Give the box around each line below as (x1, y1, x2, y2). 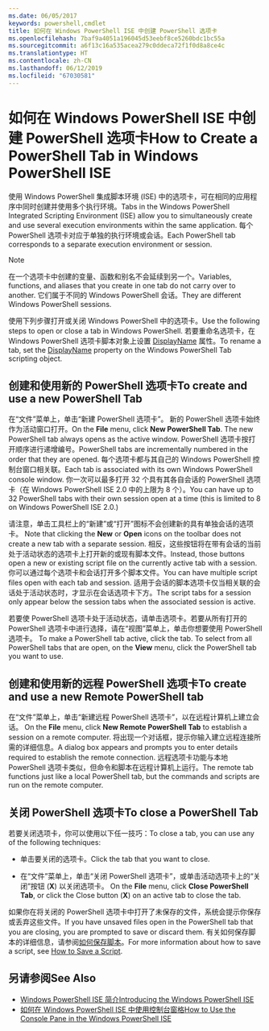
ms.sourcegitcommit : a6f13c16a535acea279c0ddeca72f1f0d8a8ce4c (8, 42, 226, 50)
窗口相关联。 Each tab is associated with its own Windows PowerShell (22, 465, 254, 474)
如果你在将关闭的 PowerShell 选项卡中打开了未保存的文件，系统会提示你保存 (8, 907, 262, 917)
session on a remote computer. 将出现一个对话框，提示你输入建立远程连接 (8, 732, 255, 742)
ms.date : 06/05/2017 (8, 11, 78, 20)
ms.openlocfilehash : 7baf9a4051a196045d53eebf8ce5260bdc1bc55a (8, 34, 226, 43)
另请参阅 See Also (8, 971, 97, 985)
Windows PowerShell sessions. (8, 299, 112, 308)
